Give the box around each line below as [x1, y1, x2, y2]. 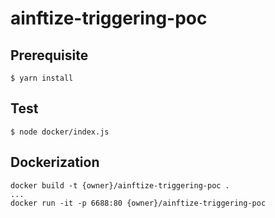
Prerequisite [10, 47, 89, 64]
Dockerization [10, 154, 100, 171]
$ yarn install [10, 73, 74, 83]
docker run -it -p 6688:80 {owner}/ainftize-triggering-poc [10, 198, 267, 208]
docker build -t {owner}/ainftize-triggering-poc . [10, 180, 230, 191]
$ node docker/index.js [10, 127, 110, 137]
